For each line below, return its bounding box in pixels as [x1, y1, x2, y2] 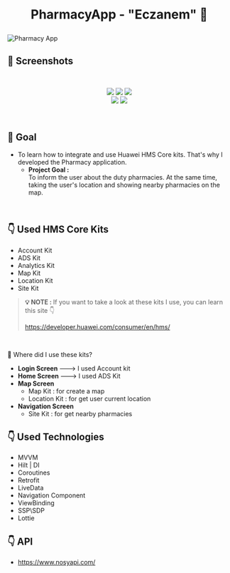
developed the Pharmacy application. [17, 158, 127, 166]
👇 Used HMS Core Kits [7, 224, 109, 236]
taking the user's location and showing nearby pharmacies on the [28, 180, 220, 189]
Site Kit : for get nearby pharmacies [28, 409, 133, 418]
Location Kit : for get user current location [28, 394, 151, 403]
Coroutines [17, 468, 50, 477]
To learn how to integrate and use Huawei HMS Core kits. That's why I [17, 150, 224, 159]
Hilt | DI [17, 461, 40, 470]
